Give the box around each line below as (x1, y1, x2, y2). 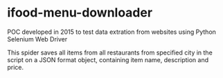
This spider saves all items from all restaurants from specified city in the (7, 48, 213, 57)
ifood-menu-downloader (7, 5, 153, 21)
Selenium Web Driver (7, 35, 68, 43)
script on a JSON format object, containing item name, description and (7, 55, 209, 64)
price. (7, 63, 24, 71)
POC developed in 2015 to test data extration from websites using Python (7, 28, 217, 36)
